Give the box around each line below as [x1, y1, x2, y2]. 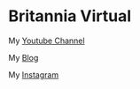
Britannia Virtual [8, 6, 132, 26]
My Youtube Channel [8, 35, 85, 46]
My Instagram [8, 69, 59, 80]
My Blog [8, 52, 39, 63]
